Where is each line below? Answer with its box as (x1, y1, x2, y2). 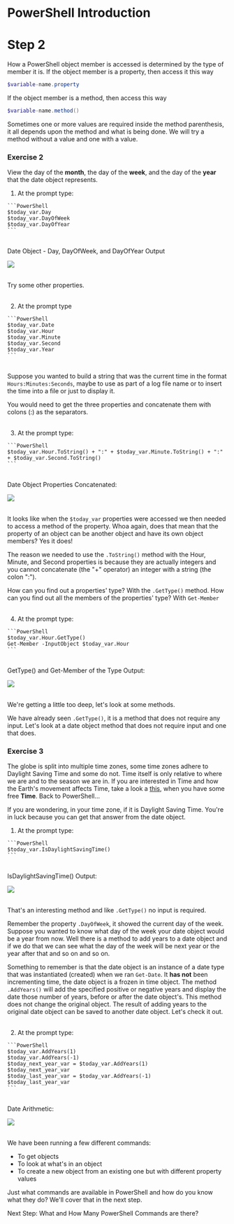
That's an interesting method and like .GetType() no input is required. (7, 906, 207, 915)
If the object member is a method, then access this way (7, 94, 167, 102)
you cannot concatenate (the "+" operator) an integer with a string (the (7, 565, 212, 574)
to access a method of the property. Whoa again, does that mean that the (7, 522, 219, 530)
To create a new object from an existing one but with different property (17, 1167, 222, 1176)
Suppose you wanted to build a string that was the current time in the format (7, 372, 227, 381)
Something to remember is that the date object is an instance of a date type (7, 963, 225, 971)
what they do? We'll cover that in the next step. (7, 1195, 142, 1204)
